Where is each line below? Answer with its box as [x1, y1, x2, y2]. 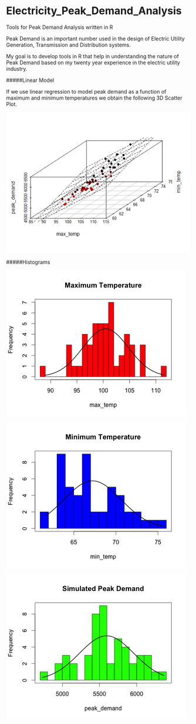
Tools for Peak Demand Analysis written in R [6, 24, 113, 31]
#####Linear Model [6, 77, 55, 84]
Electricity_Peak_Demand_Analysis [6, 4, 182, 18]
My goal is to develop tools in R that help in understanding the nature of [6, 52, 179, 59]
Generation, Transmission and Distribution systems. [6, 41, 131, 48]
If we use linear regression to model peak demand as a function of [6, 88, 167, 95]
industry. [6, 65, 28, 72]
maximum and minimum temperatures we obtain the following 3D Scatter [6, 94, 183, 101]
